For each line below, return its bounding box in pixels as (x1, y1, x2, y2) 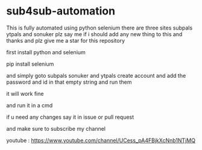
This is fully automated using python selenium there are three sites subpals (6, 24, 193, 31)
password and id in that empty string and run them (6, 78, 132, 86)
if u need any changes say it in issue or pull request (6, 113, 134, 120)
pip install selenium (6, 60, 54, 67)
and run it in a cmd (6, 101, 53, 109)
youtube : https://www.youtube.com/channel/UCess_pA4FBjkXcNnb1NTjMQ (6, 137, 196, 144)
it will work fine (6, 90, 44, 97)
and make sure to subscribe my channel (6, 125, 106, 132)
